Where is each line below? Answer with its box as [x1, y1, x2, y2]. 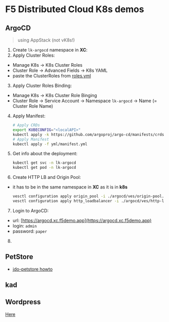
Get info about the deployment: [12, 151, 78, 157]
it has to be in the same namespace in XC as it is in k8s [12, 184, 128, 190]
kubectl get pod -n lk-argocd [12, 165, 77, 170]
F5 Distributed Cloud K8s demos [5, 4, 144, 15]
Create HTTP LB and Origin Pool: [12, 174, 81, 180]
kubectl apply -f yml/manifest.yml [12, 142, 88, 147]
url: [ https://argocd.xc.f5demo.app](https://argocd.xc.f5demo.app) [12, 217, 152, 223]
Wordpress [5, 298, 41, 306]
